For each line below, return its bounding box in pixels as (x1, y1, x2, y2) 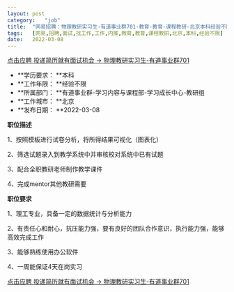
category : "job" (7, 17, 61, 24)
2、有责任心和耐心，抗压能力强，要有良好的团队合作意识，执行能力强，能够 (7, 224, 225, 233)
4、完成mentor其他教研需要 (7, 180, 87, 188)
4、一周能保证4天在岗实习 (7, 263, 83, 271)
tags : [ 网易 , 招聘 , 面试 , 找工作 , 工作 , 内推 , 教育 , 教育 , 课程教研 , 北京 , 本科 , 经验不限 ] (7, 29, 224, 37)
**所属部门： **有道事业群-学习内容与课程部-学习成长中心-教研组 (17, 89, 205, 97)
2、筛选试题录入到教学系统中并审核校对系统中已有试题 (7, 151, 164, 159)
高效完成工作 (7, 233, 44, 241)
